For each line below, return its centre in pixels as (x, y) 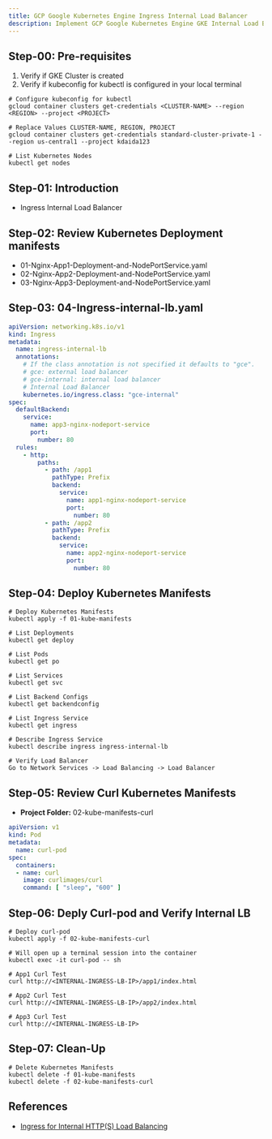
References (38, 1107)
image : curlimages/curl (63, 880)
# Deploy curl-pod (39, 931)
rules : (27, 447)
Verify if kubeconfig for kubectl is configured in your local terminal (131, 84)
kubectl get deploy (41, 640)
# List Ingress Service (49, 719)
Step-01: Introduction (64, 188)
